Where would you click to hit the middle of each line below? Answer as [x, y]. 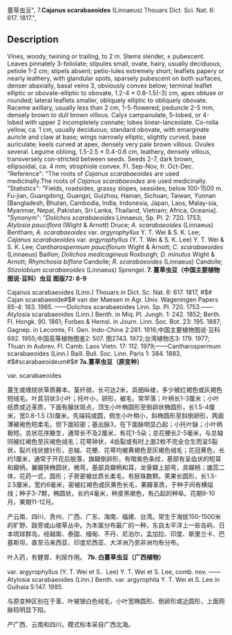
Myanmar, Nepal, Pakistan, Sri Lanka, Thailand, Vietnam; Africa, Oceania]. [113, 210]
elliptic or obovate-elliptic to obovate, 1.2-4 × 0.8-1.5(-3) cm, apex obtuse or [116, 92]
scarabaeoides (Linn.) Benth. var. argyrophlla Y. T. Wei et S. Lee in [125, 579]
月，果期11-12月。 [32, 502]
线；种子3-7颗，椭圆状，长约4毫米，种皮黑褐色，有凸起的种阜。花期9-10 [111, 493]
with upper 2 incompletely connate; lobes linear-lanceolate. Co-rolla [122, 122]
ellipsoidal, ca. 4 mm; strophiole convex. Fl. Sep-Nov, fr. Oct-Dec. [100, 166]
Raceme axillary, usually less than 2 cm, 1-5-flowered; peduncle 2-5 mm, [111, 107]
